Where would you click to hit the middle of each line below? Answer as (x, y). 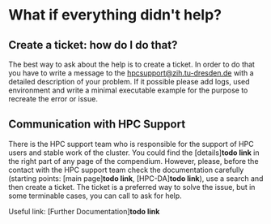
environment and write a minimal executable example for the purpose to (128, 90)
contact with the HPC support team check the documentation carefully (126, 170)
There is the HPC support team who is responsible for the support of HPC (131, 144)
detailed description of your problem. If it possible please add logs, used (129, 82)
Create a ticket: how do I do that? (93, 45)
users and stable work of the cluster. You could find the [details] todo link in (134, 153)
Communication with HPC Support (97, 125)
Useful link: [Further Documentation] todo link (84, 211)
